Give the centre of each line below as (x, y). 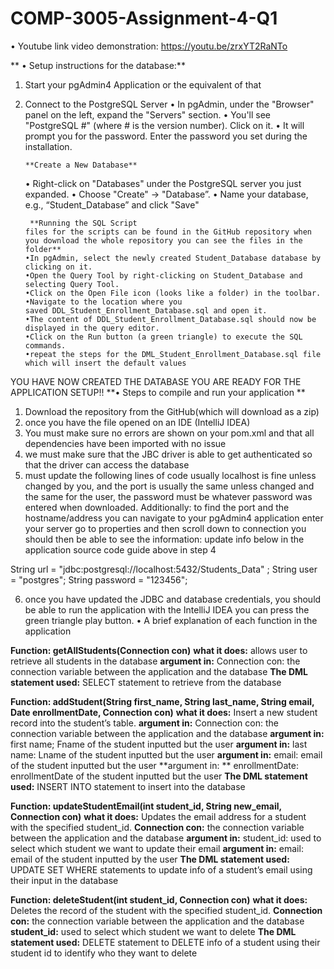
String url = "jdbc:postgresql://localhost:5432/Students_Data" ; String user (164, 569)
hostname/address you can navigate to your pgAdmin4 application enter (174, 518)
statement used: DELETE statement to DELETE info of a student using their (165, 942)
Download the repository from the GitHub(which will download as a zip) (172, 411)
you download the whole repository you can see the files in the (163, 240)
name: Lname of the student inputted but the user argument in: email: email (166, 754)
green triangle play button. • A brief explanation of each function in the (171, 620)
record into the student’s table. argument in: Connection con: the (144, 723)
